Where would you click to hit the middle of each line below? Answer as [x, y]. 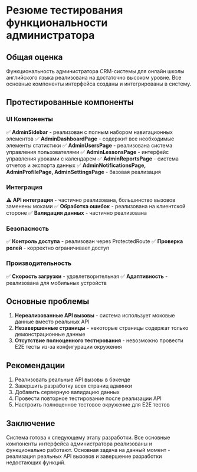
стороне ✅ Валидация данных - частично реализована [77, 212]
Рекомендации [36, 366]
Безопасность [27, 228]
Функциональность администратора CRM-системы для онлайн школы [95, 71]
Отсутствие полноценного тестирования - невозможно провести [99, 340]
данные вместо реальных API [52, 322]
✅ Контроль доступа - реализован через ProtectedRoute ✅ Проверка [95, 241]
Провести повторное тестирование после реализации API [88, 398]
